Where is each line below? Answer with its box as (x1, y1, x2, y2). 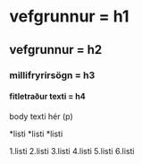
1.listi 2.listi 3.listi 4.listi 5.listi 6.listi (9, 145, 136, 156)
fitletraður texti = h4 (9, 91, 87, 102)
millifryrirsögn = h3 (9, 69, 96, 82)
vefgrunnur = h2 (9, 42, 103, 57)
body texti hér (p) (9, 110, 73, 122)
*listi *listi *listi (9, 128, 63, 139)
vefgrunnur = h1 (9, 6, 129, 27)
